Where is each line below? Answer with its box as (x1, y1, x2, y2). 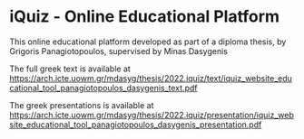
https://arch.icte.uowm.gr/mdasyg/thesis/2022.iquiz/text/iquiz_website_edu (9, 72, 293, 83)
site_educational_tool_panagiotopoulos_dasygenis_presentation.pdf (9, 119, 262, 130)
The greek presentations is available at (9, 99, 154, 110)
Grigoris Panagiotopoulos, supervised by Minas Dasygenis (9, 45, 229, 56)
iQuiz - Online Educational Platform (9, 6, 279, 27)
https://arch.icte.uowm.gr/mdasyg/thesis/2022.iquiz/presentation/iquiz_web (9, 109, 295, 120)
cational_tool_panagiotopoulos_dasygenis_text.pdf (9, 82, 198, 93)
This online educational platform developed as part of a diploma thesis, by (9, 36, 287, 47)
